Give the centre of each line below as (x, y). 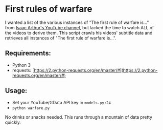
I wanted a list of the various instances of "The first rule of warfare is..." (77, 22)
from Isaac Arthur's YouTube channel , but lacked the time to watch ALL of (80, 27)
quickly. (13, 122)
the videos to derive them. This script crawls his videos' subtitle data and (79, 33)
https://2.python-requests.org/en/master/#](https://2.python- (96, 70)
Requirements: (28, 53)
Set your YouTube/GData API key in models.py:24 (61, 102)
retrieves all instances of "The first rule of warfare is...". (61, 38)
